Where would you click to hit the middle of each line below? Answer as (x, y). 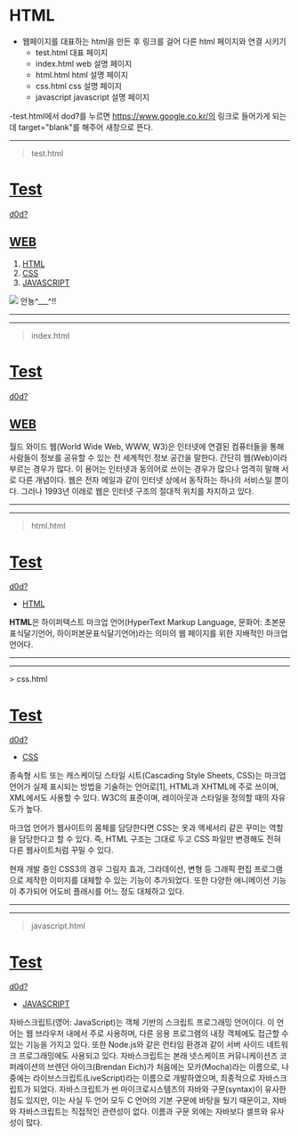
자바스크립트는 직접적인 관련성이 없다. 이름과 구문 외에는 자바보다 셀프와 (143, 1112)
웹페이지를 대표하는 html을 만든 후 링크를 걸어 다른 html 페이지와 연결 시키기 (154, 41)
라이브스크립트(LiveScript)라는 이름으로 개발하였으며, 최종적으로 (144, 1078)
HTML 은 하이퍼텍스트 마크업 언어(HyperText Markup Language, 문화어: (136, 622)
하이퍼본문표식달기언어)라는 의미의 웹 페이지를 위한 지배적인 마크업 (172, 633)
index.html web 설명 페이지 (84, 63)
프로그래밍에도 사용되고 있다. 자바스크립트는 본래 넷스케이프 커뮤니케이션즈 (148, 1056)
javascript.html (58, 926)
